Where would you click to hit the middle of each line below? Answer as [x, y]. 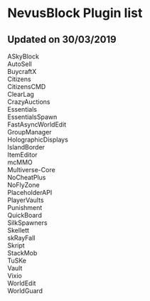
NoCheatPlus [27, 177]
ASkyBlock [23, 56]
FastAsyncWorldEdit [37, 125]
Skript [16, 245]
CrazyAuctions [29, 102]
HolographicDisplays [38, 139]
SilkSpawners [27, 223]
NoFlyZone [24, 185]
